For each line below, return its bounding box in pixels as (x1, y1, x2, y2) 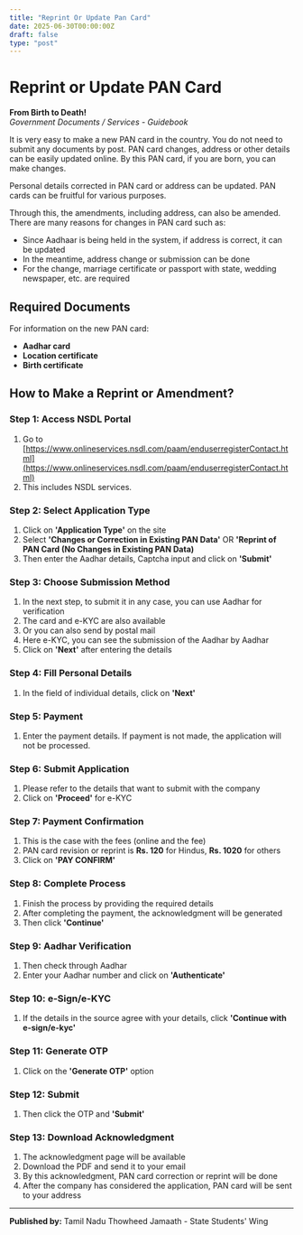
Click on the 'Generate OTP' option (22, 1065, 154, 1076)
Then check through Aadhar (22, 961, 128, 971)
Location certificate (22, 350, 99, 361)
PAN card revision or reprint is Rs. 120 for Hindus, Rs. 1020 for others (22, 845, 281, 856)
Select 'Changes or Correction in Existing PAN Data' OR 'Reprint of (22, 534, 277, 544)
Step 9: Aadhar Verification (9, 940, 132, 952)
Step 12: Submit (9, 1088, 79, 1100)
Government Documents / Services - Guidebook (9, 116, 188, 127)
